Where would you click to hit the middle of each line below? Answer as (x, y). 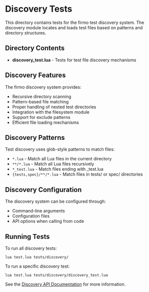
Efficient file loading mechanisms (45, 122)
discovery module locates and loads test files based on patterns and (74, 27)
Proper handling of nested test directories (54, 107)
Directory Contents (35, 48)
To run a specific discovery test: (37, 266)
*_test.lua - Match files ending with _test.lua (58, 169)
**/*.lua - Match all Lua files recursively (53, 164)
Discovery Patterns (35, 137)
